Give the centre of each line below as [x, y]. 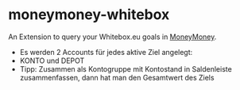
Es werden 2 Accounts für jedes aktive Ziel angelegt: [106, 52]
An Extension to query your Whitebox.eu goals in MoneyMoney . [112, 37]
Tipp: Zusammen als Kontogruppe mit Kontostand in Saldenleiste [126, 68]
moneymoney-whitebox [89, 15]
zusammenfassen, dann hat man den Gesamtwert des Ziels [117, 77]
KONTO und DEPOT [52, 61]
